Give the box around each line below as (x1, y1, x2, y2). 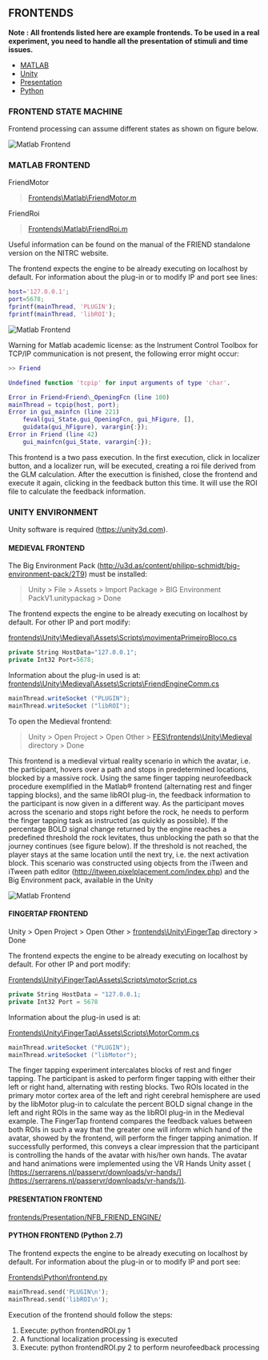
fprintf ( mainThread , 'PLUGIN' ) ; (8, 303, 116, 311)
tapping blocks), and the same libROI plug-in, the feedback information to (8, 789, 250, 800)
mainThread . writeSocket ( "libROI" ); (8, 701, 130, 710)
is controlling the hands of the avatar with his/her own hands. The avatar (8, 1150, 248, 1160)
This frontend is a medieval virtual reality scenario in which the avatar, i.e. (8, 756, 251, 765)
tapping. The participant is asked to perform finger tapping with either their (8, 1074, 256, 1084)
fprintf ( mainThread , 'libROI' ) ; (8, 310, 116, 319)
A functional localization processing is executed (19, 1334, 178, 1343)
